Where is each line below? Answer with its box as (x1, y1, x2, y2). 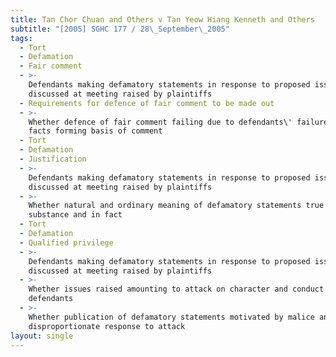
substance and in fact (28, 210, 123, 220)
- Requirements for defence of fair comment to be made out (19, 98, 275, 108)
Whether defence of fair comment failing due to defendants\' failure (28, 117, 329, 127)
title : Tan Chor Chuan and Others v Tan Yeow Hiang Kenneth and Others (10, 14, 315, 25)
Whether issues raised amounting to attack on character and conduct (28, 284, 325, 295)
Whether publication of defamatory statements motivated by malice (28, 312, 315, 322)
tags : (10, 33, 33, 43)
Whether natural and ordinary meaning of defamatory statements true (28, 201, 325, 211)
